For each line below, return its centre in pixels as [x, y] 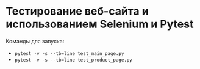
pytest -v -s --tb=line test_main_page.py [69, 53]
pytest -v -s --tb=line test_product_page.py [73, 60]
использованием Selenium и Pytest [100, 24]
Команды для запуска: [35, 41]
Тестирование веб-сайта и [77, 11]
